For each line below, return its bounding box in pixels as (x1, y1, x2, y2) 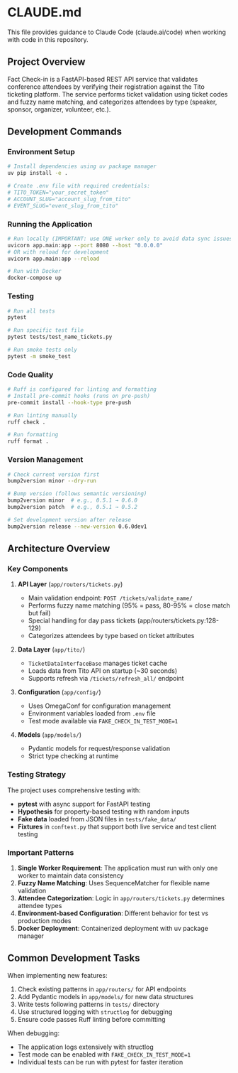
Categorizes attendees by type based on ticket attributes (28, 632, 195, 640)
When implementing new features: (7, 971, 108, 979)
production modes (17, 916, 72, 924)
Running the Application (7, 219, 93, 229)
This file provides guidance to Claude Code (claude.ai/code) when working (7, 28, 227, 36)
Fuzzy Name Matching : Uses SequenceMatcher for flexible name (17, 878, 210, 887)
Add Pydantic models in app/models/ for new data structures (17, 992, 193, 1001)
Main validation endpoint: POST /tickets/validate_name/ (28, 594, 193, 603)
